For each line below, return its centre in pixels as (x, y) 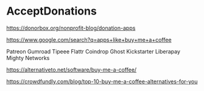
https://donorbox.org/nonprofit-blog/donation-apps (71, 28)
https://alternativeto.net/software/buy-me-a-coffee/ (72, 69)
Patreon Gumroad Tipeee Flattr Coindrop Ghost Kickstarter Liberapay (93, 51)
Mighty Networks (28, 58)
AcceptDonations (52, 11)
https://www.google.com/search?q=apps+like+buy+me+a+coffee (89, 39)
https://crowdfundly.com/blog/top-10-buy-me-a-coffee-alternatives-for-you (102, 81)
